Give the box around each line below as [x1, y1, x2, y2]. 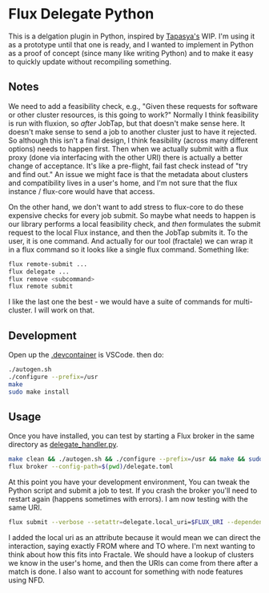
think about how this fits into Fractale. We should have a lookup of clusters [8, 550, 255, 559]
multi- [233, 297, 254, 307]
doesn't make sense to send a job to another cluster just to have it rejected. [8, 127, 257, 136]
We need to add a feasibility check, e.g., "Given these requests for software [8, 101, 259, 111]
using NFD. [8, 575, 46, 585]
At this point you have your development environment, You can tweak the [8, 478, 251, 487]
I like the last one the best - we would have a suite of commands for [8, 297, 232, 307]
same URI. [8, 502, 42, 513]
